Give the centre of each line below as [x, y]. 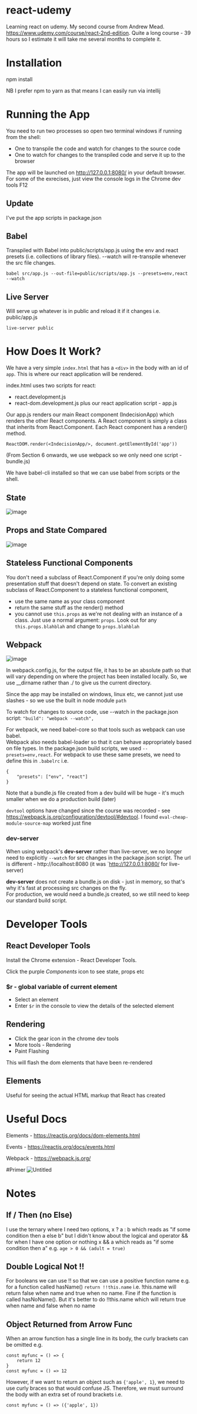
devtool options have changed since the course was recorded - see [88, 810]
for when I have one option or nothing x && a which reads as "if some [90, 1242]
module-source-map [29, 824]
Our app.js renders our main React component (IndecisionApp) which [90, 415]
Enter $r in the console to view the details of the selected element [94, 1006]
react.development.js [40, 397]
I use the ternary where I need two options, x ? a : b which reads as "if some [98, 1229]
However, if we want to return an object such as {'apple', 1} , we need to [96, 1382]
